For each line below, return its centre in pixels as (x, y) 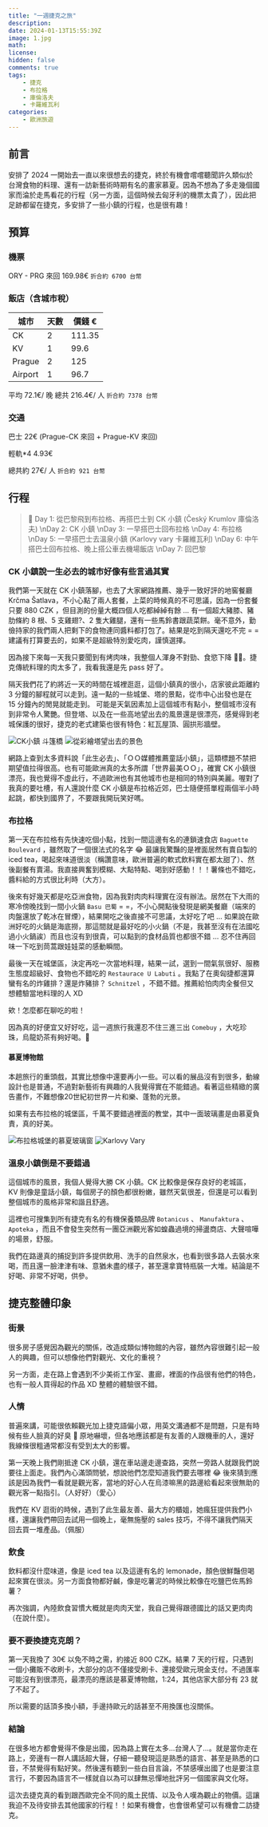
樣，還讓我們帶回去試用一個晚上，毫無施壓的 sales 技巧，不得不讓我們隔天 (131, 1519)
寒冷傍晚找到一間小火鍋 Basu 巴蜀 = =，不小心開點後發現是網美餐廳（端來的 (132, 907)
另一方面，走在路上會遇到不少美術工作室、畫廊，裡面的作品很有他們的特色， (134, 1374)
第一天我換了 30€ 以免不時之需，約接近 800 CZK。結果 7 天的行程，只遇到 (131, 1659)
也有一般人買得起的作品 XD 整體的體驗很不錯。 (85, 1384)
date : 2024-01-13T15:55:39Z (55, 30)
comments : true (33, 68)
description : (30, 23)
